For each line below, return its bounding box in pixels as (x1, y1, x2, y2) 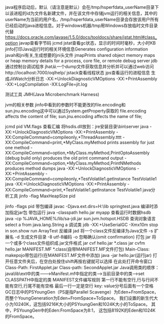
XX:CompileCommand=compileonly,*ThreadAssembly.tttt (5, 134, 122, 140)
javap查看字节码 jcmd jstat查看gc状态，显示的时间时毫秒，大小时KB (19, 40, 156, 46)
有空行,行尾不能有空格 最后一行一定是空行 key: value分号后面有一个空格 (9, 283, 154, 289)
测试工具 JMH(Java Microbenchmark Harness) (5, 92, 99, 97)
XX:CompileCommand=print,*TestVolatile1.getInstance (5, 187, 116, 192)
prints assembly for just (107, 139, 155, 145)
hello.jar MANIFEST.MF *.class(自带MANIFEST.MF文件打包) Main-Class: (5, 246, 150, 252)
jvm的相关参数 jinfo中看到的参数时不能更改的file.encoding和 (5, 102, 126, 108)
